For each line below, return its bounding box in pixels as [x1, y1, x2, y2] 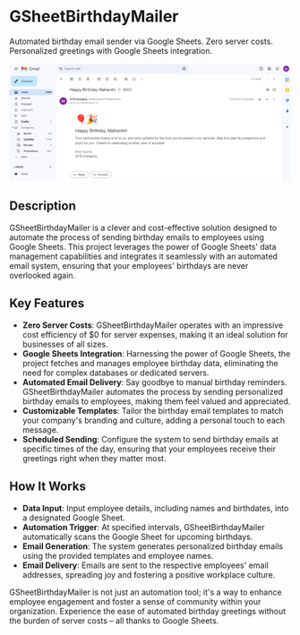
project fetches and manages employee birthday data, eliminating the [21, 357, 279, 368]
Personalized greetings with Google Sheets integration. [9, 45, 213, 56]
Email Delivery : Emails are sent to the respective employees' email [21, 560, 269, 571]
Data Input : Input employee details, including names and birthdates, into [21, 502, 289, 513]
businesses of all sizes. [21, 339, 109, 349]
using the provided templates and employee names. [21, 550, 214, 561]
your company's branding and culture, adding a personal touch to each [21, 415, 286, 425]
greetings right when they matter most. [21, 452, 167, 463]
